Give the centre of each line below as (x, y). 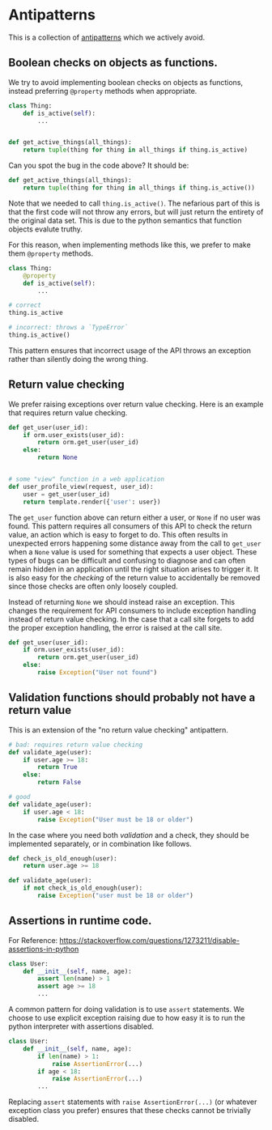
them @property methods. (51, 253)
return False (59, 783)
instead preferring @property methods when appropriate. (103, 91)
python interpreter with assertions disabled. (81, 1026)
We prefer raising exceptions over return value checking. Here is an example (136, 404)
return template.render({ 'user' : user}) (92, 502)
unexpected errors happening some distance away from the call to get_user (135, 543)
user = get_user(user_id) (67, 494)
